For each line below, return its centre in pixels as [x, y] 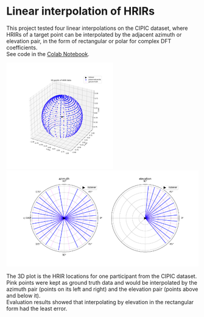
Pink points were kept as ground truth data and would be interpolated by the [102, 282]
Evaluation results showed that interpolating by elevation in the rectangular [100, 302]
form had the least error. [37, 308]
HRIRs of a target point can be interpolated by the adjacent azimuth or [94, 34]
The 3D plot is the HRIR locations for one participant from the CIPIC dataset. [102, 276]
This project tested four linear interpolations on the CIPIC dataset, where [97, 28]
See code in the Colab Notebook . [48, 54]
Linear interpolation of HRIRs [81, 11]
